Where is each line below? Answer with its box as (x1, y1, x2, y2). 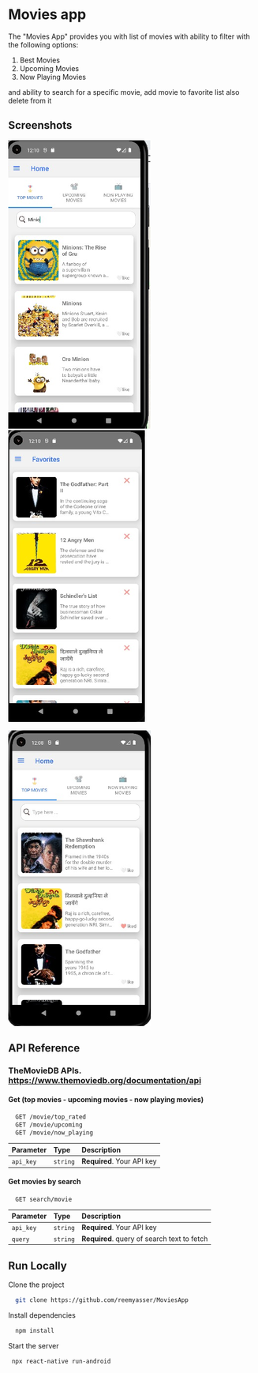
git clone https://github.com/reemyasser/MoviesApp (15, 1296, 189, 1304)
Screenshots (8, 118, 73, 132)
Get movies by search (8, 1177, 81, 1187)
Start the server (8, 1341, 59, 1350)
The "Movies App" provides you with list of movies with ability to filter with (8, 32, 251, 41)
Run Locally (8, 1258, 67, 1273)
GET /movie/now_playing (15, 1129, 93, 1137)
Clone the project (8, 1280, 65, 1289)
